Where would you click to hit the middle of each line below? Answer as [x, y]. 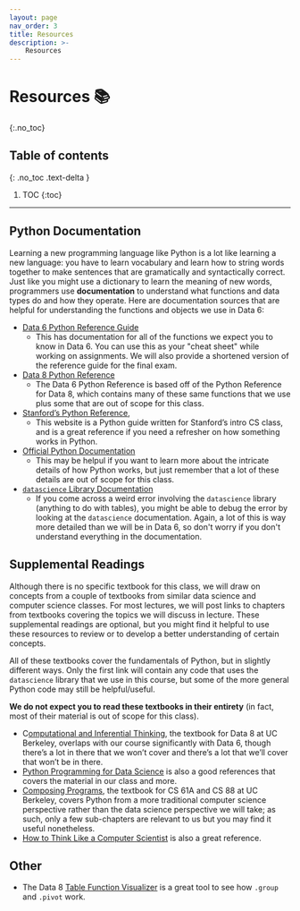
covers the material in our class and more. [99, 780]
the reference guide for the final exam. [106, 365]
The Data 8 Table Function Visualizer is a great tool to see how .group [150, 888]
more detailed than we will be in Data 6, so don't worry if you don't [158, 527]
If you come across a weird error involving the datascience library [156, 498]
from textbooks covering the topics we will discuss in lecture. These [134, 615]
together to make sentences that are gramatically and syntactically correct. [147, 272]
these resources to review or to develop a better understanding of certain [144, 634]
